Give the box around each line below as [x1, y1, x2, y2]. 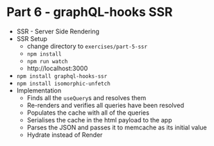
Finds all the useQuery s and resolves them [26, 93, 147, 102]
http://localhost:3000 [26, 64, 88, 72]
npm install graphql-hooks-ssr [16, 72, 108, 80]
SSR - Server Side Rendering [16, 27, 100, 35]
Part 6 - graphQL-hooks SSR [6, 4, 173, 20]
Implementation [16, 86, 62, 95]
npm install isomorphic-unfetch [16, 80, 110, 87]
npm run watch [26, 58, 68, 65]
